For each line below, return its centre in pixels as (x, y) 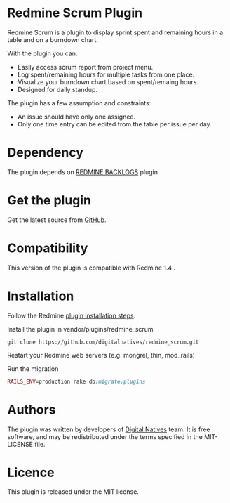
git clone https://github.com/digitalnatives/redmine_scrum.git (103, 342)
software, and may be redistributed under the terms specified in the (105, 436)
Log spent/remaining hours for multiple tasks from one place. (106, 74)
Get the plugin (49, 201)
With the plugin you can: (42, 53)
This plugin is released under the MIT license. (73, 492)
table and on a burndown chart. (53, 39)
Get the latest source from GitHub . (57, 220)
